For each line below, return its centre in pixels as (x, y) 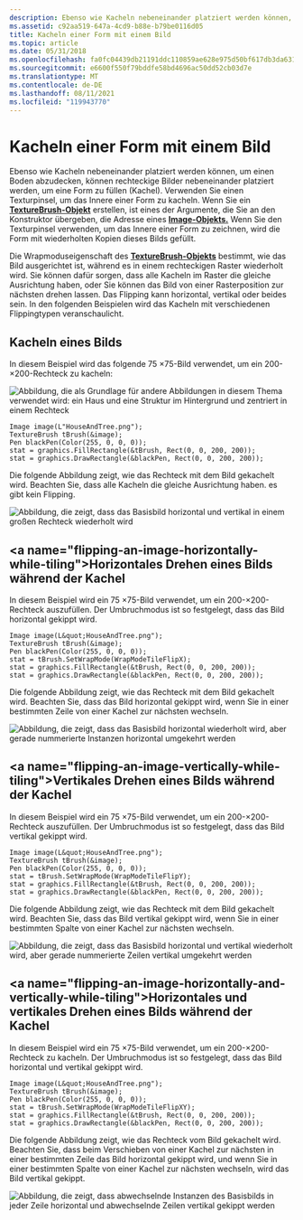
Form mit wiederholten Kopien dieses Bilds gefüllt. (103, 239)
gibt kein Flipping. (42, 494)
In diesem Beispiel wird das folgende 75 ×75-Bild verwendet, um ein (136, 364)
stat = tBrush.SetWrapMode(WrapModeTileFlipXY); (102, 1107)
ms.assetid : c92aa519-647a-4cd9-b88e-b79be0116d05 (106, 26)
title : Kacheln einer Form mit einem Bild (90, 34)
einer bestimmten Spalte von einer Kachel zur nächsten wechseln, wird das (149, 1168)
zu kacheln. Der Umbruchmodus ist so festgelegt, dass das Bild (164, 1057)
